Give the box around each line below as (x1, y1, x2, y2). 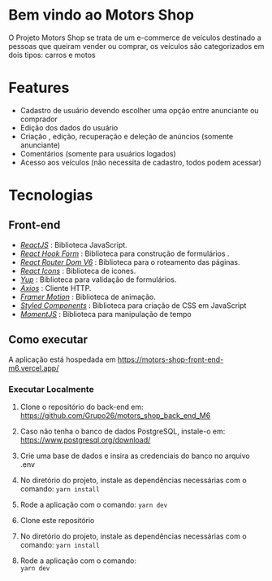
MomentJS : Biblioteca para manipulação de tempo (19, 309, 192, 319)
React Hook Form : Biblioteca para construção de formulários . (19, 249, 230, 258)
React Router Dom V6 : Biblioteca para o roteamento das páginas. (19, 257, 240, 266)
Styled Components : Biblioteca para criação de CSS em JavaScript (19, 300, 247, 310)
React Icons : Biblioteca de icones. (19, 266, 136, 275)
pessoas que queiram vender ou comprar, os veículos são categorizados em (8, 41, 265, 51)
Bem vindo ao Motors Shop (8, 6, 195, 24)
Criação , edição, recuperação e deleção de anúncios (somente (19, 131, 234, 141)
